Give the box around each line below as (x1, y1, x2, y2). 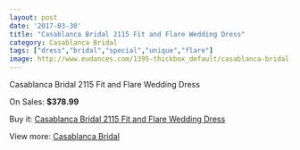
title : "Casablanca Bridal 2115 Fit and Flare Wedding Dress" (9, 29, 246, 38)
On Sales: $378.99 (9, 96, 79, 107)
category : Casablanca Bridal (9, 37, 118, 47)
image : (9, 54, 34, 63)
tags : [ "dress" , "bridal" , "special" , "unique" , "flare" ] (9, 46, 214, 55)
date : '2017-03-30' (9, 21, 82, 30)
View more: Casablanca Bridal (9, 131, 121, 141)
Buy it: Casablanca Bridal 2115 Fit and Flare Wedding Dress (9, 113, 226, 124)
